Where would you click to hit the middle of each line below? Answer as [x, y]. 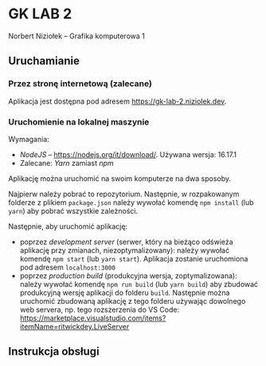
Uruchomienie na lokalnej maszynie [79, 122]
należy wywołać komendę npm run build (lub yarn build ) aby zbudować [139, 284]
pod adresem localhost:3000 [67, 267]
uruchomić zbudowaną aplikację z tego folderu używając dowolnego [133, 301]
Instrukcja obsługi [54, 352]
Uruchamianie [44, 61]
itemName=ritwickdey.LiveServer [74, 326]
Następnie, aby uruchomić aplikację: [68, 226]
